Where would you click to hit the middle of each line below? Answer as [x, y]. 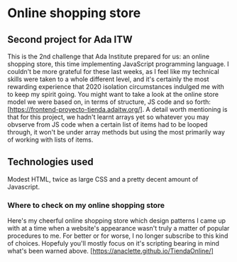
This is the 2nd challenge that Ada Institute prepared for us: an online [109, 56]
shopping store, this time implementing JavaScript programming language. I [118, 64]
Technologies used [50, 162]
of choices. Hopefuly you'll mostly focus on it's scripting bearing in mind [114, 243]
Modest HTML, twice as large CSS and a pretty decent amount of [103, 179]
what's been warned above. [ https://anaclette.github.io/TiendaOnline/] [111, 251]
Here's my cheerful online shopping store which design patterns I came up [116, 221]
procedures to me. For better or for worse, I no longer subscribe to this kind [118, 236]
